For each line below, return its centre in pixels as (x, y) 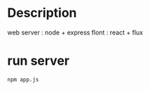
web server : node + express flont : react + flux (75, 32)
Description (42, 13)
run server (39, 61)
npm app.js (23, 79)
